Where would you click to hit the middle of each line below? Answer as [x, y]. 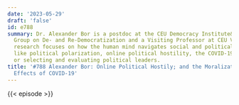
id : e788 [20, 27]
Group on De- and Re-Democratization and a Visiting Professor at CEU [121, 40]
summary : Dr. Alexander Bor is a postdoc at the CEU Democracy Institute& [121, 34]
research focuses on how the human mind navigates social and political [124, 47]
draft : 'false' [30, 21]
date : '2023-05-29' [36, 14]
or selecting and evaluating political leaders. [87, 60]
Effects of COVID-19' [46, 73]
